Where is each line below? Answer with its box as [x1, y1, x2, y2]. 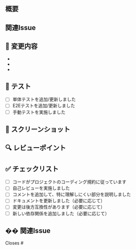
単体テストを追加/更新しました [12, 96, 76, 102]
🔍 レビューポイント [5, 144, 66, 152]
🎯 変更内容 [5, 42, 38, 51]
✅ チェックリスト [5, 165, 59, 173]
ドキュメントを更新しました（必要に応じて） [12, 198, 105, 204]
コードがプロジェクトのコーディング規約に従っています [12, 179, 127, 185]
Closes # [5, 240, 24, 246]
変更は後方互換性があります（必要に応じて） [12, 204, 105, 210]
